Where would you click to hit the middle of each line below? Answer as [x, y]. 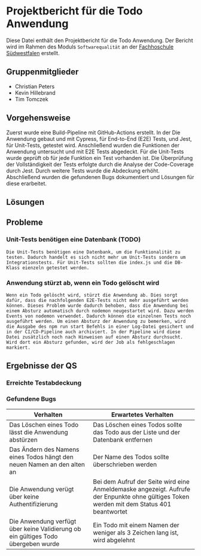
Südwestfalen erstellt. [33, 53]
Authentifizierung [33, 504]
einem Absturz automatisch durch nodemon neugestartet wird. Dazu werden [100, 311]
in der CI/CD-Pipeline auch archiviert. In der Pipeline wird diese [93, 332]
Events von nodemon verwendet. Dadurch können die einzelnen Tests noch [99, 316]
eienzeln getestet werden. [56, 268]
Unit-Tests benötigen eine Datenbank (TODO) [74, 240]
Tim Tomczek [32, 99]
